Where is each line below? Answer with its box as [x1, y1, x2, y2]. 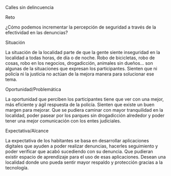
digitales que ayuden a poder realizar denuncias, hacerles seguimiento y [5, 143, 158, 149]
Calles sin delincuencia [5, 5, 54, 10]
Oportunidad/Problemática [5, 86, 61, 92]
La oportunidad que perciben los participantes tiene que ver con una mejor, [5, 96, 164, 102]
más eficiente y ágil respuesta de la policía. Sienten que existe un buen [5, 102, 155, 108]
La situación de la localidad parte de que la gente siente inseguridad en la [5, 49, 160, 55]
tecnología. [5, 165, 29, 170]
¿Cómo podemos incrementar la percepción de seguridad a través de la [5, 24, 157, 30]
